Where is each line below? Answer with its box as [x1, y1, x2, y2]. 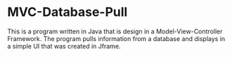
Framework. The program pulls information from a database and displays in [7, 34, 226, 42]
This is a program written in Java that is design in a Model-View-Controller [7, 27, 223, 35]
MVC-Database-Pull [7, 4, 128, 20]
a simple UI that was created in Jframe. [7, 42, 121, 50]
